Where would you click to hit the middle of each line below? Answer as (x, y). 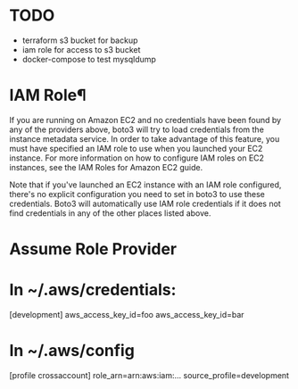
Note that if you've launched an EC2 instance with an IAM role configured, (145, 185)
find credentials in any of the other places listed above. (110, 213)
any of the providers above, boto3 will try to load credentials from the (137, 129)
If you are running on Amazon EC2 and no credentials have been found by (145, 120)
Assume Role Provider (93, 249)
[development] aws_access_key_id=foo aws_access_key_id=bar (127, 315)
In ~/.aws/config (72, 351)
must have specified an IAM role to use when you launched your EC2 (136, 148)
